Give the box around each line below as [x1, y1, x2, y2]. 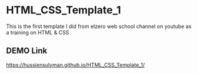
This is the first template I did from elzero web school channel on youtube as [6, 23, 192, 30]
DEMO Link [6, 46, 48, 56]
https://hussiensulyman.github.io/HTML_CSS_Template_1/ [6, 61, 145, 68]
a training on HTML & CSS [6, 29, 69, 36]
